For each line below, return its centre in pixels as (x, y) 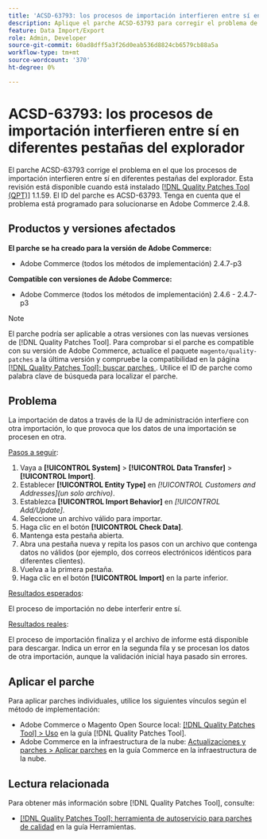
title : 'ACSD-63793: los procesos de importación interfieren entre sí (129, 16)
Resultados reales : (39, 624)
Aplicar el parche (52, 682)
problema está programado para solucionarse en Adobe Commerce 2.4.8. (129, 203)
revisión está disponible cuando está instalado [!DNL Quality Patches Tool (129, 186)
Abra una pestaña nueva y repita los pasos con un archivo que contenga (138, 544)
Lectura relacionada (59, 784)
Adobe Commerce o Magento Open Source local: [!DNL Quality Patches (137, 725)
